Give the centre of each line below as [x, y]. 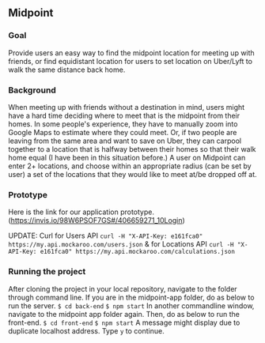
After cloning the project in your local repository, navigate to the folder [123, 288]
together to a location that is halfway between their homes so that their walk [132, 149]
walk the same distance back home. [67, 70]
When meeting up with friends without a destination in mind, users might [127, 107]
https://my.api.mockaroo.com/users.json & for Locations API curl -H [121, 244]
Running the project [47, 272]
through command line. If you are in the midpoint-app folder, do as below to [131, 297]
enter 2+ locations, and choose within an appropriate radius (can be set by [130, 166]
